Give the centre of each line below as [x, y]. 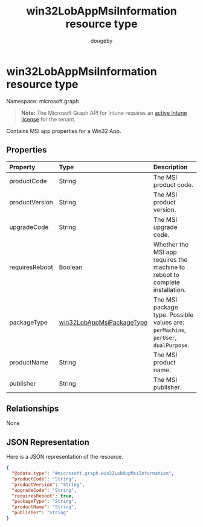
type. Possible [173, 314]
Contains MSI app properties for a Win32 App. [64, 131]
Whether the [171, 244]
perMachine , [169, 329]
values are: [169, 322]
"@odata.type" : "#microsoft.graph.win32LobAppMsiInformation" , [93, 473]
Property [22, 167]
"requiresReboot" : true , [43, 496]
